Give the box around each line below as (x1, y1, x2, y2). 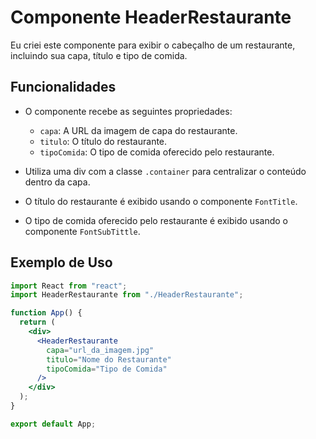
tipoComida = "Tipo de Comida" (46, 364, 168, 374)
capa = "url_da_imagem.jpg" (46, 345, 155, 355)
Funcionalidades (10, 79, 117, 96)
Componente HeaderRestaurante (10, 6, 292, 29)
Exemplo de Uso (10, 254, 113, 271)
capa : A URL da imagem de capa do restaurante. (39, 124, 238, 136)
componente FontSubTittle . (24, 225, 141, 237)
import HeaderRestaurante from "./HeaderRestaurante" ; (10, 290, 244, 300)
